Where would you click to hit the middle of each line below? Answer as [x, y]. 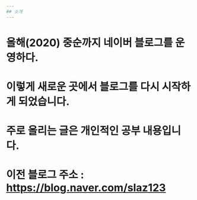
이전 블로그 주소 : [45, 175]
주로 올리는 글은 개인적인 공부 [73, 131]
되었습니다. [44, 102]
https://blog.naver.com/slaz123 [86, 188]
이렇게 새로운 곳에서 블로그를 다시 [83, 87]
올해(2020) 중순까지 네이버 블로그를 [90, 43]
